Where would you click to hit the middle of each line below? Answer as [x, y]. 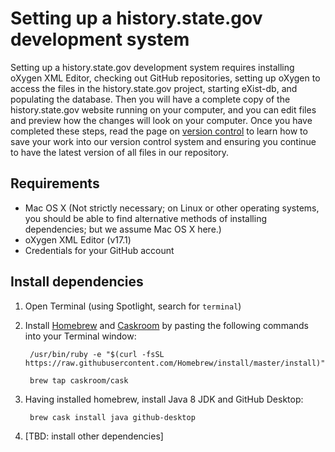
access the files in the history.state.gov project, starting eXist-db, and [154, 88]
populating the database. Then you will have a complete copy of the [150, 99]
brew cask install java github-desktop [112, 417]
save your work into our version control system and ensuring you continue [163, 141]
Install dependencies [77, 282]
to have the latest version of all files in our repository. [120, 152]
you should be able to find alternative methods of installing [145, 218]
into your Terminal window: [80, 336]
